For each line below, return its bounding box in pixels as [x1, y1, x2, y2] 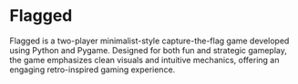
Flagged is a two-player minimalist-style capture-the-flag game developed [9, 35, 290, 46]
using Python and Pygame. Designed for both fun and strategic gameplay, [9, 44, 287, 55]
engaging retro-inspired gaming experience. [9, 64, 176, 75]
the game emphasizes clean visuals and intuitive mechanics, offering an [9, 54, 280, 65]
